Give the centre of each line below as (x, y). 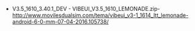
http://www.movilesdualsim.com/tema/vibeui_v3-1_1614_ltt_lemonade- (100, 15)
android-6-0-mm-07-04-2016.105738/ (60, 22)
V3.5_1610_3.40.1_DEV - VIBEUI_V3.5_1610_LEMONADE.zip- (86, 9)
